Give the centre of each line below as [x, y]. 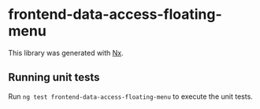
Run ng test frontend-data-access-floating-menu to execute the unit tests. [131, 96]
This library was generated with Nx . [66, 53]
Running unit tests [54, 77]
